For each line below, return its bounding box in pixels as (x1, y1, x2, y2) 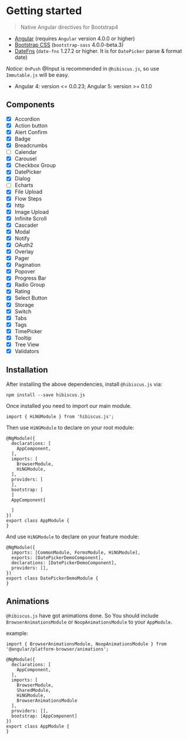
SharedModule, (16, 687, 51, 693)
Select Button (14, 294, 48, 302)
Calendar (14, 149, 37, 156)
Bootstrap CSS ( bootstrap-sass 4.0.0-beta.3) (14, 41, 124, 48)
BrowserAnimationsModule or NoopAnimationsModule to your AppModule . (6, 618, 173, 625)
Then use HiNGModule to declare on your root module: (6, 424, 135, 431)
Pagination (14, 262, 41, 269)
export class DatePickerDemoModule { (6, 575, 99, 581)
